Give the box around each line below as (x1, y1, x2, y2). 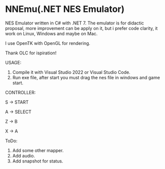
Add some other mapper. (12, 147, 64, 153)
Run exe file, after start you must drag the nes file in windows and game (12, 74, 161, 80)
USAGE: (5, 59, 21, 65)
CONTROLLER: (5, 89, 36, 95)
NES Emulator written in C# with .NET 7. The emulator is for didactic (5, 20, 145, 26)
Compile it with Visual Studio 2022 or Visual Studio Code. (12, 69, 131, 75)
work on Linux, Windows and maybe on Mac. (5, 30, 98, 36)
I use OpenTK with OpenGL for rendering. (5, 40, 91, 46)
